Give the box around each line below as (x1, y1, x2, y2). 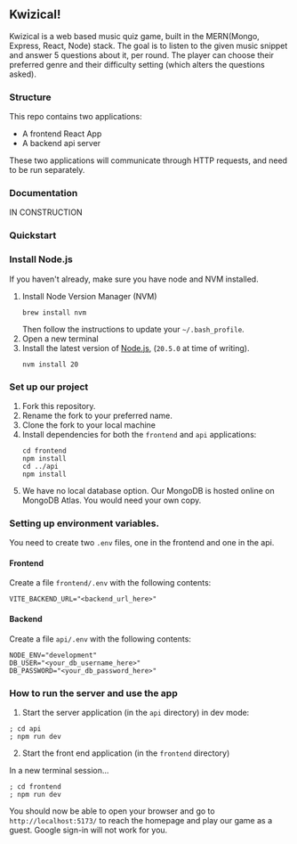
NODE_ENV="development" (9, 651, 98, 660)
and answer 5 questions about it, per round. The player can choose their (9, 49, 274, 61)
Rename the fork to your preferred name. (21, 410, 173, 421)
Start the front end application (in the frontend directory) (21, 748, 230, 758)
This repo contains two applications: (9, 111, 142, 122)
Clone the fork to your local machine (21, 419, 156, 430)
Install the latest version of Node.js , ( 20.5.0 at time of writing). (21, 342, 251, 353)
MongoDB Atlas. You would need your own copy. (21, 495, 202, 505)
